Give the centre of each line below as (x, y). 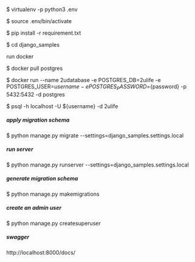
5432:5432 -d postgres (36, 94)
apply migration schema (38, 120)
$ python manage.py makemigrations (53, 194)
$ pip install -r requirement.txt (44, 33)
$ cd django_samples (33, 45)
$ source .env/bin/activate (39, 21)
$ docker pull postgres (35, 68)
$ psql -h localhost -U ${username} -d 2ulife (62, 106)
